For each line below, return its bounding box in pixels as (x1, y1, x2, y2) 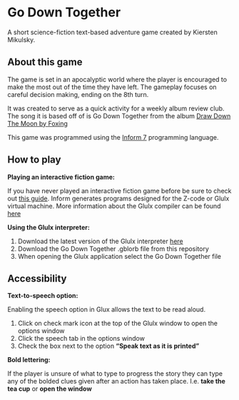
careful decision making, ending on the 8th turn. (7, 90, 149, 98)
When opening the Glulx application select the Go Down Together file (17, 252, 221, 260)
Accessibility (7, 272, 67, 284)
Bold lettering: (7, 356, 51, 364)
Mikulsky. (7, 35, 36, 43)
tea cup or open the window (7, 384, 93, 393)
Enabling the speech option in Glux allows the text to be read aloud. (7, 305, 205, 314)
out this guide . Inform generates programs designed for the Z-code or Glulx (7, 194, 230, 202)
